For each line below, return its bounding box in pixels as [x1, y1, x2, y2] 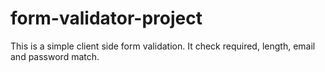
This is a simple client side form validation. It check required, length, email [10, 40, 316, 52]
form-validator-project [10, 7, 203, 30]
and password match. [10, 50, 100, 62]
